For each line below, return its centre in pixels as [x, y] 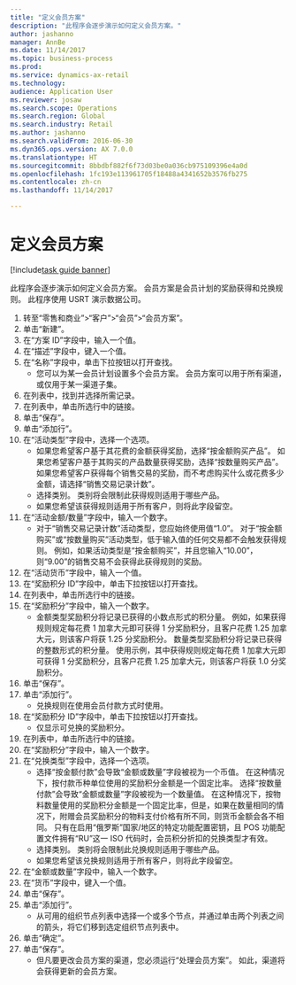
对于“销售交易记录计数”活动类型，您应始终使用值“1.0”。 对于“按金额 [159, 528]
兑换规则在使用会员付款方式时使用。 [102, 705]
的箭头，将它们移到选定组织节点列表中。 [110, 927]
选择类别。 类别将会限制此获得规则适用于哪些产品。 [130, 495]
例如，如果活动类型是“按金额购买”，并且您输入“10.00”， [156, 550]
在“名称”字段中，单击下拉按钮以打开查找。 [100, 362]
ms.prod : [26, 67]
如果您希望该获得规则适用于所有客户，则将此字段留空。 [137, 506]
